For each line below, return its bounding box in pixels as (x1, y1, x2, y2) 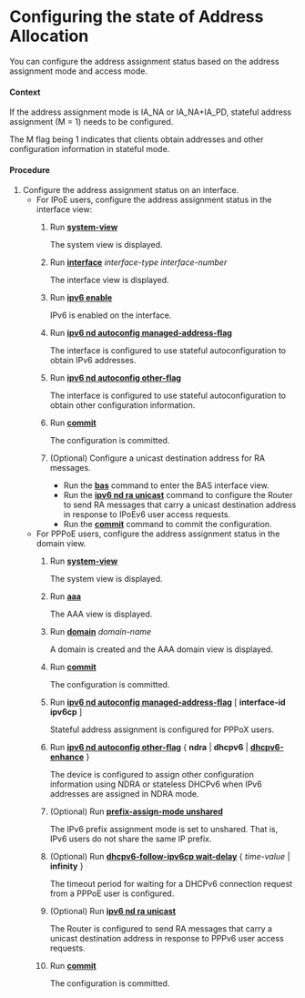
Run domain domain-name (49, 626, 152, 637)
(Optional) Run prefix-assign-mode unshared (49, 806, 223, 817)
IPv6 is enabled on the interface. (49, 310, 172, 321)
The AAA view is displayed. (49, 608, 153, 620)
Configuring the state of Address (9, 6, 264, 27)
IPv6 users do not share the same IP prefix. (49, 833, 212, 844)
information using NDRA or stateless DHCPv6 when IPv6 (49, 779, 262, 789)
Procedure (9, 164, 50, 175)
